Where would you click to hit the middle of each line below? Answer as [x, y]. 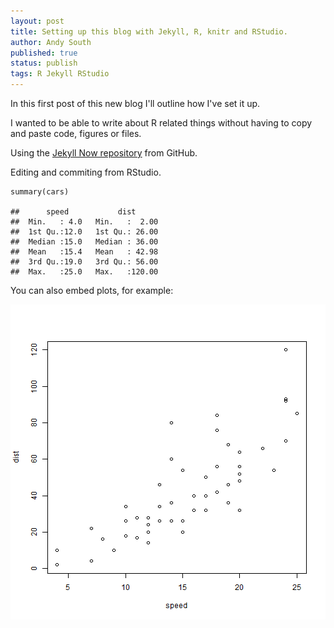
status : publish [44, 63]
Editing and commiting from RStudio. [86, 172]
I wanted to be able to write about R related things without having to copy [161, 123]
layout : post [37, 21]
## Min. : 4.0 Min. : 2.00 [84, 222]
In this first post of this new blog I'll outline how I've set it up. [135, 103]
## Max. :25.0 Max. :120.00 [84, 272]
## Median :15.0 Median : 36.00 [84, 242]
